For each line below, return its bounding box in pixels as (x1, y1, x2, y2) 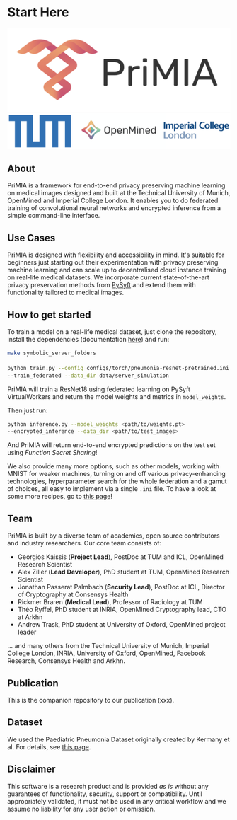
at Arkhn (17, 613, 43, 621)
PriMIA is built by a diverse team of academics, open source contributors (7, 531, 221, 540)
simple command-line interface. (7, 212, 100, 220)
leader (17, 628, 37, 637)
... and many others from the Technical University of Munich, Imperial (7, 642, 209, 650)
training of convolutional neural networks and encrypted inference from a (7, 204, 221, 212)
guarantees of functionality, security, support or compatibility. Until (7, 790, 203, 798)
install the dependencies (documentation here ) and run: (7, 335, 170, 344)
